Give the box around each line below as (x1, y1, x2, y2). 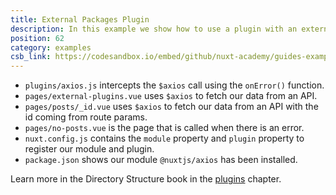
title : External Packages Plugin (10, 14, 150, 25)
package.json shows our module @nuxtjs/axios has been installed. (24, 154, 298, 166)
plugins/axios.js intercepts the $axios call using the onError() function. (24, 79, 325, 91)
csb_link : (10, 52, 52, 62)
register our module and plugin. (24, 143, 155, 155)
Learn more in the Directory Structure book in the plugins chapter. (10, 173, 282, 185)
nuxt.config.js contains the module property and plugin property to (24, 132, 305, 145)
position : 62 (10, 33, 65, 43)
